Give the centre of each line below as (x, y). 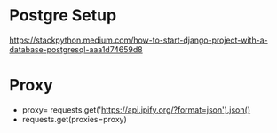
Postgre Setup (63, 16)
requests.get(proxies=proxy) (74, 119)
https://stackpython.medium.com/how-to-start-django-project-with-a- (138, 40)
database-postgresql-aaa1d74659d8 (76, 49)
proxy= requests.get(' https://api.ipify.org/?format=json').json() (136, 110)
